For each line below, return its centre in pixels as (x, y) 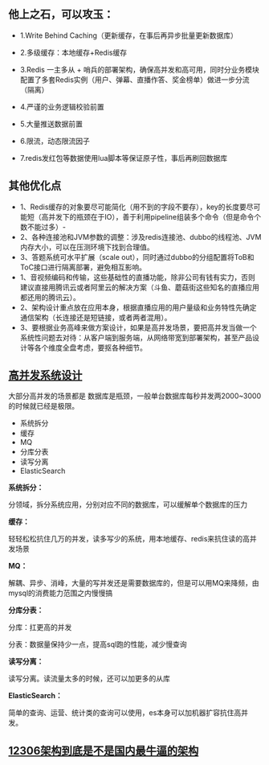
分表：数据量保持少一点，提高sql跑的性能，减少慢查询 (98, 644)
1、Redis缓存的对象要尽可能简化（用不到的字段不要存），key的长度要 (133, 207)
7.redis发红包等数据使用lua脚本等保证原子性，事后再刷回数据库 (124, 158)
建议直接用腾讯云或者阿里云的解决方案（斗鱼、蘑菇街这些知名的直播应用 (139, 287)
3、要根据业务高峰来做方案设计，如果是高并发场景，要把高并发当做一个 (138, 327)
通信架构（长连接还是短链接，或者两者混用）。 (96, 317)
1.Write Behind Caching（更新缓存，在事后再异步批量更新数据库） (129, 35)
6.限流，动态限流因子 (55, 141)
